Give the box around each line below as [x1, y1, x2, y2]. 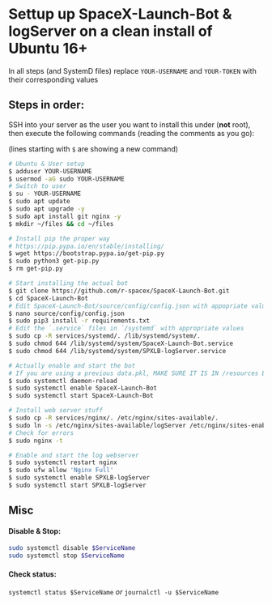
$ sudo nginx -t [8, 437, 63, 445]
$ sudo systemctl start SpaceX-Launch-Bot [8, 392, 154, 400]
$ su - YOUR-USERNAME [8, 190, 82, 198]
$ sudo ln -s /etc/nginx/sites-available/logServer [8, 421, 186, 429]
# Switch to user [8, 182, 67, 190]
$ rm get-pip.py [8, 265, 63, 273]
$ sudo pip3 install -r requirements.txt [8, 317, 151, 325]
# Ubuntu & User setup [8, 160, 85, 168]
